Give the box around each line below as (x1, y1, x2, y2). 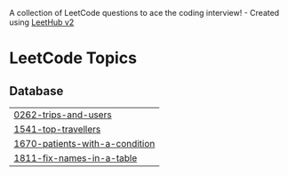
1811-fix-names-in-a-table (13, 152, 138, 164)
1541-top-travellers (13, 124, 101, 135)
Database (9, 84, 64, 99)
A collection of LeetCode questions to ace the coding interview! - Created (9, 8, 280, 18)
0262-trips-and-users (13, 108, 113, 121)
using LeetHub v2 (9, 17, 75, 28)
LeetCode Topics (9, 48, 138, 68)
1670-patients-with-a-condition (13, 138, 156, 149)
